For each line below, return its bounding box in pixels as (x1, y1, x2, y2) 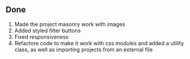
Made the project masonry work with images (14, 20, 126, 27)
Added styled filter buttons (14, 27, 81, 34)
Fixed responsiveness (14, 33, 69, 41)
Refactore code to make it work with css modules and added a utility (14, 39, 185, 46)
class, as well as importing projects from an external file (14, 46, 153, 53)
